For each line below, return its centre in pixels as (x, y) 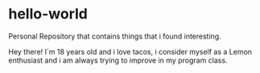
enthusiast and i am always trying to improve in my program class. (118, 60)
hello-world (48, 14)
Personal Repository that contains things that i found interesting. (115, 36)
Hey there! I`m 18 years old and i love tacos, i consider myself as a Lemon (130, 51)
